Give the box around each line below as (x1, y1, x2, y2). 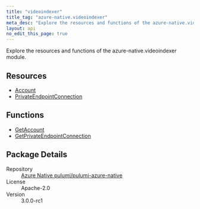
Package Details (6, 149, 67, 160)
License (6, 178, 26, 185)
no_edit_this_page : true (6, 31, 68, 37)
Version (6, 191, 25, 198)
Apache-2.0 (21, 184, 51, 191)
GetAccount (14, 126, 45, 133)
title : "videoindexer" (6, 8, 62, 15)
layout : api (6, 25, 36, 32)
